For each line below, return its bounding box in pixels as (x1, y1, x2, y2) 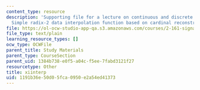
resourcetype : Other (6, 63, 58, 70)
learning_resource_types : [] (6, 36, 79, 42)
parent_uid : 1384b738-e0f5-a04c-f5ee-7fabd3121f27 (6, 58, 135, 64)
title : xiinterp (6, 69, 46, 75)
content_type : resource (6, 8, 65, 15)
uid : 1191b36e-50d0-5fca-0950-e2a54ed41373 (6, 75, 116, 81)
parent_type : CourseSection (6, 53, 76, 59)
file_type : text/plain (6, 31, 62, 37)
